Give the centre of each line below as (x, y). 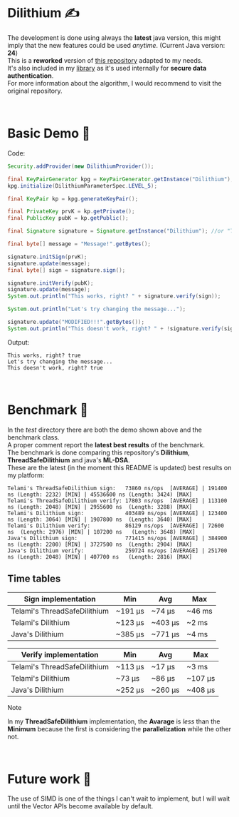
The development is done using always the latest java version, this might (114, 37)
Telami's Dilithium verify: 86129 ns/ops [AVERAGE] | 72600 (116, 526)
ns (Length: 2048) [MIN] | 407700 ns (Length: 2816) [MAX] (100, 557)
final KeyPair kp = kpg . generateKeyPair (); (73, 199)
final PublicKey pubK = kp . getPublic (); (68, 218)
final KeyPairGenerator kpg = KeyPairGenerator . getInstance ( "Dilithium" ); (121, 179)
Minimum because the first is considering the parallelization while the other (119, 729)
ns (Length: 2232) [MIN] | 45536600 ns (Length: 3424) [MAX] (100, 494)
